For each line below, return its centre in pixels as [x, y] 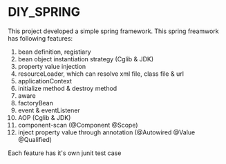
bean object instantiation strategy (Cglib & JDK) [86, 59]
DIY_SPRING [44, 12]
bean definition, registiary [55, 52]
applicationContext [45, 81]
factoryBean [36, 103]
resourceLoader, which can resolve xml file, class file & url [101, 74]
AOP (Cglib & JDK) [44, 117]
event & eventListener [49, 110]
